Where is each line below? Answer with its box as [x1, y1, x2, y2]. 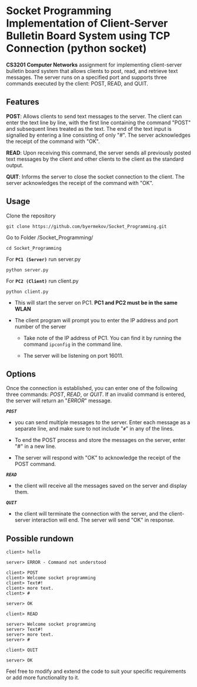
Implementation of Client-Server [6, 16, 168, 30]
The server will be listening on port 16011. [23, 352, 123, 359]
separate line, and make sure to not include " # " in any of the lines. [14, 425, 175, 432]
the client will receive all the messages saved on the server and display [14, 482, 187, 490]
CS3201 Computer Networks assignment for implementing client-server [6, 61, 182, 68]
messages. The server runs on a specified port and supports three [6, 74, 168, 81]
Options [6, 369, 36, 379]
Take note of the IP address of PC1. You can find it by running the [23, 334, 182, 341]
